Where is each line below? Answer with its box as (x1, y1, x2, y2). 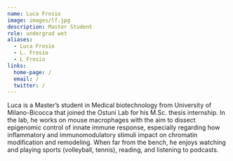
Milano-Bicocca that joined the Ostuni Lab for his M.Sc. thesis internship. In (7, 108, 226, 117)
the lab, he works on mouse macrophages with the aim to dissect (7, 116, 196, 125)
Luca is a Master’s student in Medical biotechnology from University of (7, 101, 212, 109)
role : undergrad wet (7, 29, 68, 37)
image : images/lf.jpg (7, 17, 71, 24)
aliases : (7, 36, 33, 43)
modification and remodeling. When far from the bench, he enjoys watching (7, 138, 226, 147)
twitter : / (13, 82, 46, 89)
